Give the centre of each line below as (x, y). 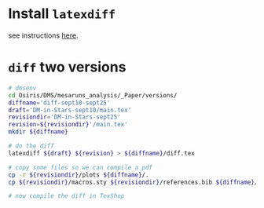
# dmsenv (22, 88)
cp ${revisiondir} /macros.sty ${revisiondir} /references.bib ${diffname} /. (135, 182)
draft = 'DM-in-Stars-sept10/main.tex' (70, 110)
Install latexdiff (62, 14)
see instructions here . (43, 35)
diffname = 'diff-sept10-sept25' (59, 103)
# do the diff (31, 146)
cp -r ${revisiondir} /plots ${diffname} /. (79, 175)
